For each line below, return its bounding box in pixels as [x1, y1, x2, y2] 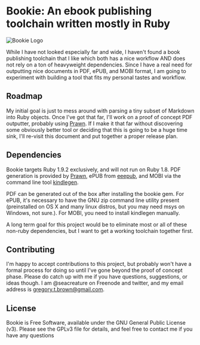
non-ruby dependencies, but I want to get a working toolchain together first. [6, 227, 193, 234]
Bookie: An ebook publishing [6, 4, 152, 18]
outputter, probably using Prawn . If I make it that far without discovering [6, 120, 183, 127]
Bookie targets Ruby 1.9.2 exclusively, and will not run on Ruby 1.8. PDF [6, 166, 181, 173]
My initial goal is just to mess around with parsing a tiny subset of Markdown [6, 107, 195, 114]
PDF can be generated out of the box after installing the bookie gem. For [6, 190, 184, 197]
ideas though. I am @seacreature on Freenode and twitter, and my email [6, 280, 184, 287]
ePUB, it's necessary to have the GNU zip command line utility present [6, 196, 180, 204]
